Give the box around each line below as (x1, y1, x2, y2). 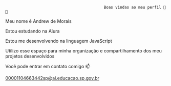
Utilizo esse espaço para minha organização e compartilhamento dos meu (5, 48, 162, 53)
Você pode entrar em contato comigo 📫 (5, 64, 91, 69)
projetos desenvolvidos (5, 53, 55, 59)
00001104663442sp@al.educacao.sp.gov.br (5, 75, 100, 81)
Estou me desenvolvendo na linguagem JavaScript (5, 38, 112, 44)
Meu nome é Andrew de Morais (5, 18, 72, 24)
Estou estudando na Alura (5, 28, 60, 34)
